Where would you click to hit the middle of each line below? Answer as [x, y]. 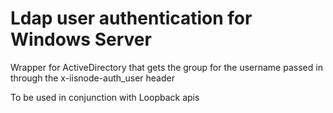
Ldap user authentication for [131, 18]
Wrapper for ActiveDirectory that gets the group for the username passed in [166, 67]
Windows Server [81, 39]
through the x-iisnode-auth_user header [92, 78]
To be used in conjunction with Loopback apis [105, 97]
